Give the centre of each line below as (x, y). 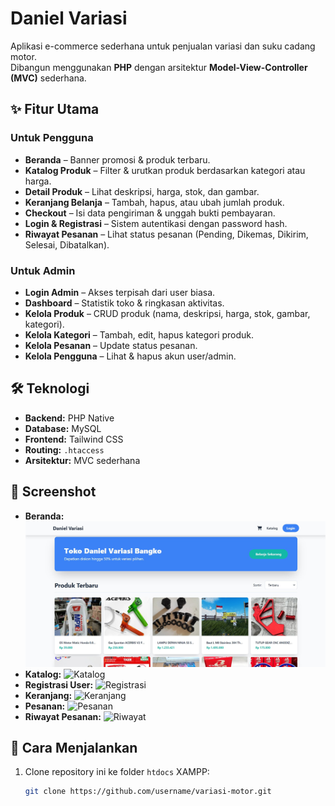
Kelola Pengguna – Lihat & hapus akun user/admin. (130, 356)
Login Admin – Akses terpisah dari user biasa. (120, 292)
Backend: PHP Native (69, 418)
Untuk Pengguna (52, 138)
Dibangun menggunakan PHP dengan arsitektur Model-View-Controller (159, 67)
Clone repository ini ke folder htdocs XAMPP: (117, 772)
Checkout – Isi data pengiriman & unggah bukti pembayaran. (150, 213)
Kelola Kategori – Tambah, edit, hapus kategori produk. (139, 334)
